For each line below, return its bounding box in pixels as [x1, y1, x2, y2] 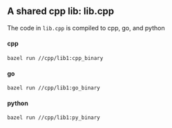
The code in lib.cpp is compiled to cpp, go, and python [7, 23, 165, 32]
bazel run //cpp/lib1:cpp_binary [7, 55, 104, 62]
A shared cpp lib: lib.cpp [7, 6, 115, 17]
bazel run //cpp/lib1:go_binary [7, 85, 100, 92]
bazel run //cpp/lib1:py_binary [7, 114, 100, 121]
